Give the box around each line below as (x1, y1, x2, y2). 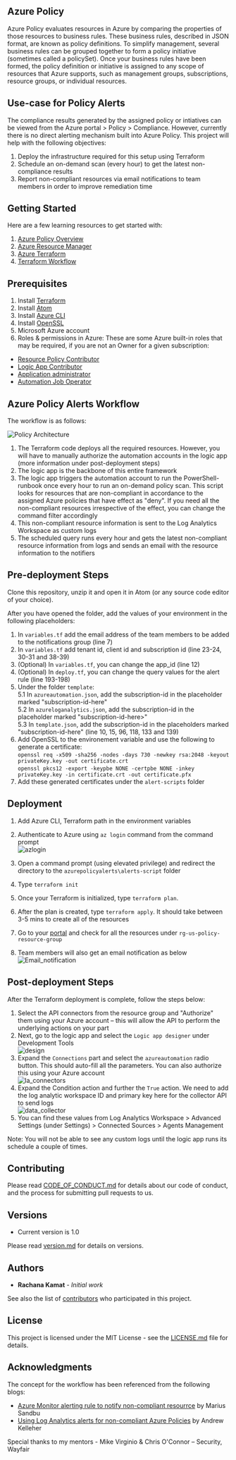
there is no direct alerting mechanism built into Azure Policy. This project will (7, 130, 229, 140)
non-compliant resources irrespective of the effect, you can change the (17, 504, 225, 513)
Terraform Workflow (17, 257, 77, 266)
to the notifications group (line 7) (17, 637, 113, 646)
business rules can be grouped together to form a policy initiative (7, 47, 197, 55)
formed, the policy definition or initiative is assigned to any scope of (7, 61, 204, 70)
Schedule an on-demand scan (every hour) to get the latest (17, 159, 190, 168)
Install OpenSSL (17, 319, 65, 327)
